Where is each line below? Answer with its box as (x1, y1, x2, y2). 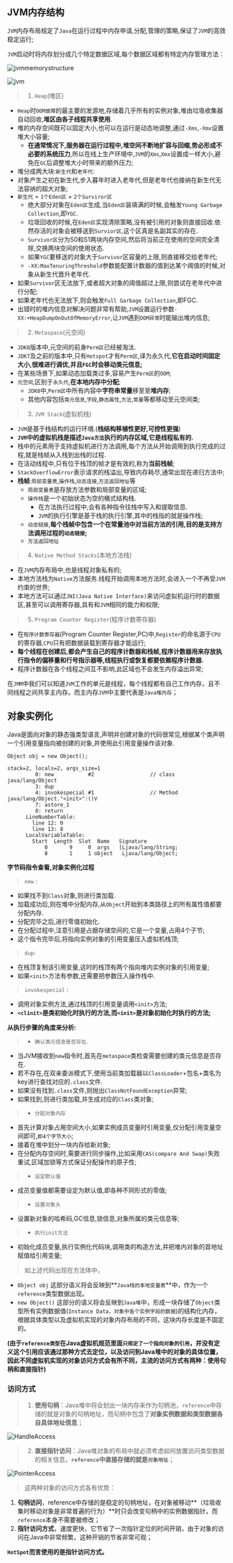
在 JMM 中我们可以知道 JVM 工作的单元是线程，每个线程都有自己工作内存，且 (7, 679, 214, 688)
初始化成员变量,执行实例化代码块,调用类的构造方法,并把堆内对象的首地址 (17, 1242, 223, 1250)
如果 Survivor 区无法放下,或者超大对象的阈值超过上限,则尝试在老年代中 (17, 279, 216, 287)
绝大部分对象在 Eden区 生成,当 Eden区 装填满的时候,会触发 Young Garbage (27, 200, 223, 208)
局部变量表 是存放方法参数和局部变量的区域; (27, 485, 147, 493)
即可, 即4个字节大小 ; (23, 1132, 74, 1140)
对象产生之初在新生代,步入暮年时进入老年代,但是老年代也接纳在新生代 (17, 176, 216, 184)
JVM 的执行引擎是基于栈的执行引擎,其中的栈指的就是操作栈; (37, 511, 203, 520)
